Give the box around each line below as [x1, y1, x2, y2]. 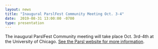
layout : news [5, 7, 31, 12]
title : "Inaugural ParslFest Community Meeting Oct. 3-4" [5, 12, 124, 16]
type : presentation [5, 20, 44, 25]
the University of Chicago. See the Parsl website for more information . [5, 39, 145, 45]
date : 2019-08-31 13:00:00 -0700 [5, 16, 75, 21]
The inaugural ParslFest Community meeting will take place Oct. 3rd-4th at [5, 34, 154, 39]
